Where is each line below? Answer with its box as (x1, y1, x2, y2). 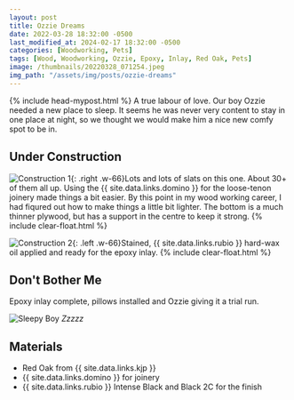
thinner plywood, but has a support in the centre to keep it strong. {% (9, 211, 263, 221)
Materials (9, 339, 63, 354)
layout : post (9, 12, 58, 22)
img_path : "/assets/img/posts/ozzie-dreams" (9, 71, 177, 80)
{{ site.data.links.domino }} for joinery (21, 372, 160, 383)
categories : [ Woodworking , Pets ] (9, 46, 133, 55)
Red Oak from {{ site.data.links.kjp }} (21, 363, 157, 373)
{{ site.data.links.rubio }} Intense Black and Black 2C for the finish (21, 381, 262, 392)
